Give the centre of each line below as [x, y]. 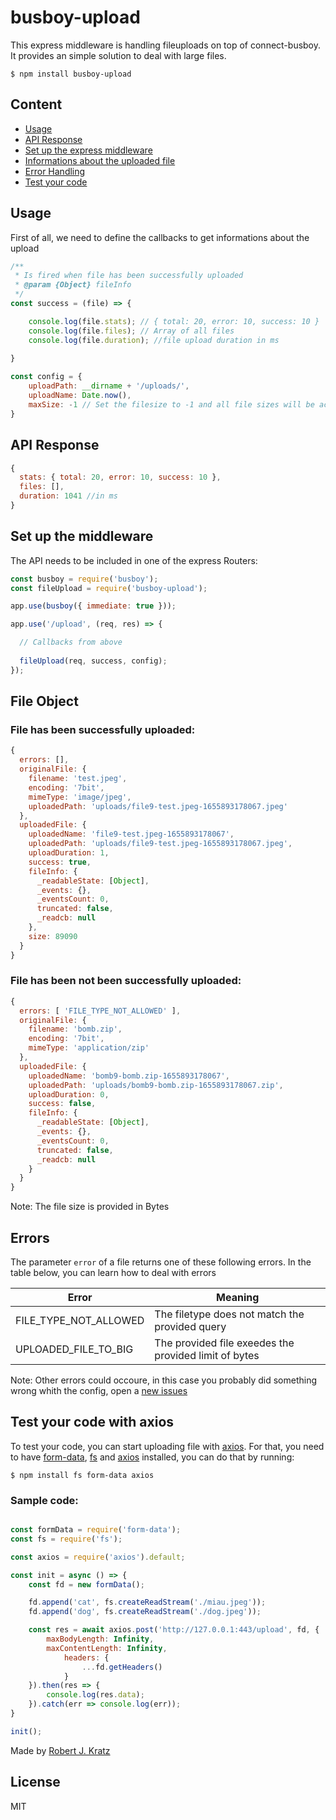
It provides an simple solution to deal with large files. [118, 55]
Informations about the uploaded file [100, 160]
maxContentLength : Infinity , [107, 1648]
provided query [190, 1326]
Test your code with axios [92, 1422]
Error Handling [55, 171]
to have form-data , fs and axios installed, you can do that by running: [152, 1457]
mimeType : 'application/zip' [89, 1048]
